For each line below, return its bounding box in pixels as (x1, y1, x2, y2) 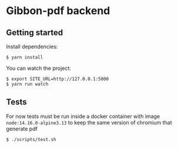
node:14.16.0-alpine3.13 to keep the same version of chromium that (6, 119, 172, 126)
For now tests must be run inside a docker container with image (6, 113, 160, 120)
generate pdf (6, 125, 38, 132)
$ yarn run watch (6, 81, 49, 87)
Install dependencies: (6, 43, 58, 50)
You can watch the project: (6, 65, 72, 72)
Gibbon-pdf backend (6, 4, 110, 18)
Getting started (6, 28, 63, 38)
